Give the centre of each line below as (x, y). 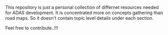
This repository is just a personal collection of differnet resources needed (82, 7)
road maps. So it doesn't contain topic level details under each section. (79, 18)
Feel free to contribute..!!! (32, 28)
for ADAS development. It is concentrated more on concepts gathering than (84, 13)
